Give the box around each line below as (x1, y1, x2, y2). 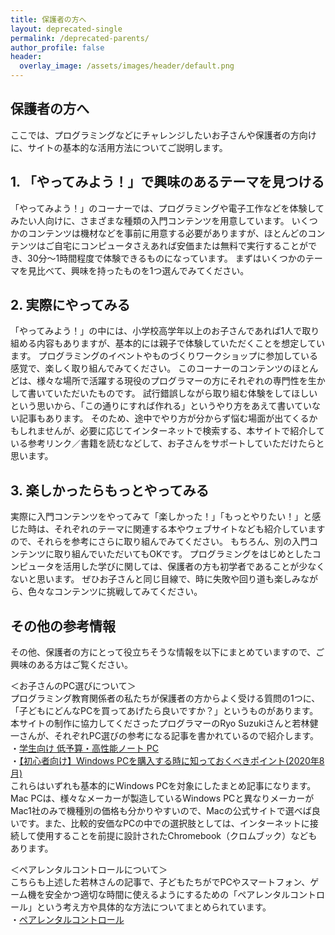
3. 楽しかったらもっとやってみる (10, 482, 210, 499)
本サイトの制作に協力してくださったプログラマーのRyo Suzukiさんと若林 (10, 717, 310, 730)
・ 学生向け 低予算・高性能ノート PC (10, 742, 160, 755)
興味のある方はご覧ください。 (10, 659, 133, 671)
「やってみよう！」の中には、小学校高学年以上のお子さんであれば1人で (10, 325, 303, 337)
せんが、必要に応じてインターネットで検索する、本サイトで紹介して (44, 425, 325, 437)
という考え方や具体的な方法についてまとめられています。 (36, 901, 272, 913)
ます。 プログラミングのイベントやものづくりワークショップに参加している (10, 350, 319, 362)
